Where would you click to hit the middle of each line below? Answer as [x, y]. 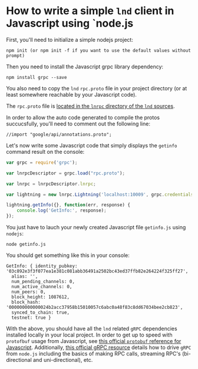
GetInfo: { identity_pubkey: [42, 266]
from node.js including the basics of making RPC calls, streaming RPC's [93, 354]
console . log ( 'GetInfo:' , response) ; [62, 210]
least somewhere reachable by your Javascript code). [72, 94]
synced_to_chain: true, [40, 313]
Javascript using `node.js [70, 23]
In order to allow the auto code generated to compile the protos [83, 117]
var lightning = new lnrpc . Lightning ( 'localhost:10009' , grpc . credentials [100, 195]
